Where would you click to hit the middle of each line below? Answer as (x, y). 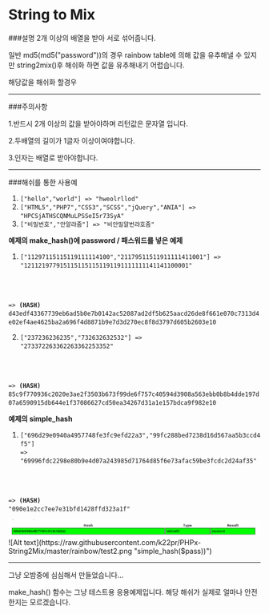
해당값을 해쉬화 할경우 (43, 82)
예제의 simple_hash (40, 418)
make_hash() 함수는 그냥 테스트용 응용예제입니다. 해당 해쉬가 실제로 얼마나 (125, 592)
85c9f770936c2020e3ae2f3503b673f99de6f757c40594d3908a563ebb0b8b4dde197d (134, 394)
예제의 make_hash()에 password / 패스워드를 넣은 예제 (96, 240)
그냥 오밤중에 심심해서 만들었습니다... (66, 575)
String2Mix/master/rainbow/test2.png (70, 551)
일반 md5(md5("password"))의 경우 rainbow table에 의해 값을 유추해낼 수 (125, 55)
